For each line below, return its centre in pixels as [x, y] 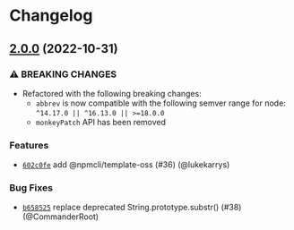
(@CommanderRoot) [61, 217]
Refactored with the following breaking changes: [112, 93]
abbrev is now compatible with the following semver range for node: [161, 103]
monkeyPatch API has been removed [101, 122]
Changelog [51, 16]
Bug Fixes [31, 188]
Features [29, 145]
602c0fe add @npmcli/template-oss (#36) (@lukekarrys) [126, 165]
